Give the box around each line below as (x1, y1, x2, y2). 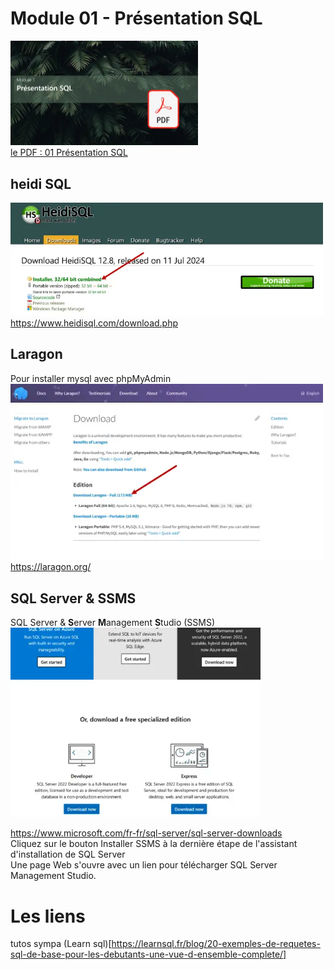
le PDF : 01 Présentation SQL (10, 147, 128, 159)
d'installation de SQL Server (10, 848, 126, 861)
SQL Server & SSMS (10, 590, 137, 607)
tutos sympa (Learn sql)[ (10, 938, 112, 950)
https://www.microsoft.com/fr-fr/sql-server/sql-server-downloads (10, 827, 283, 839)
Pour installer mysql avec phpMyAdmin (10, 372, 172, 384)
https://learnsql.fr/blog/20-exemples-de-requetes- (111, 938, 321, 950)
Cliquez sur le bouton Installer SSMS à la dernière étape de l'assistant (10, 838, 298, 850)
